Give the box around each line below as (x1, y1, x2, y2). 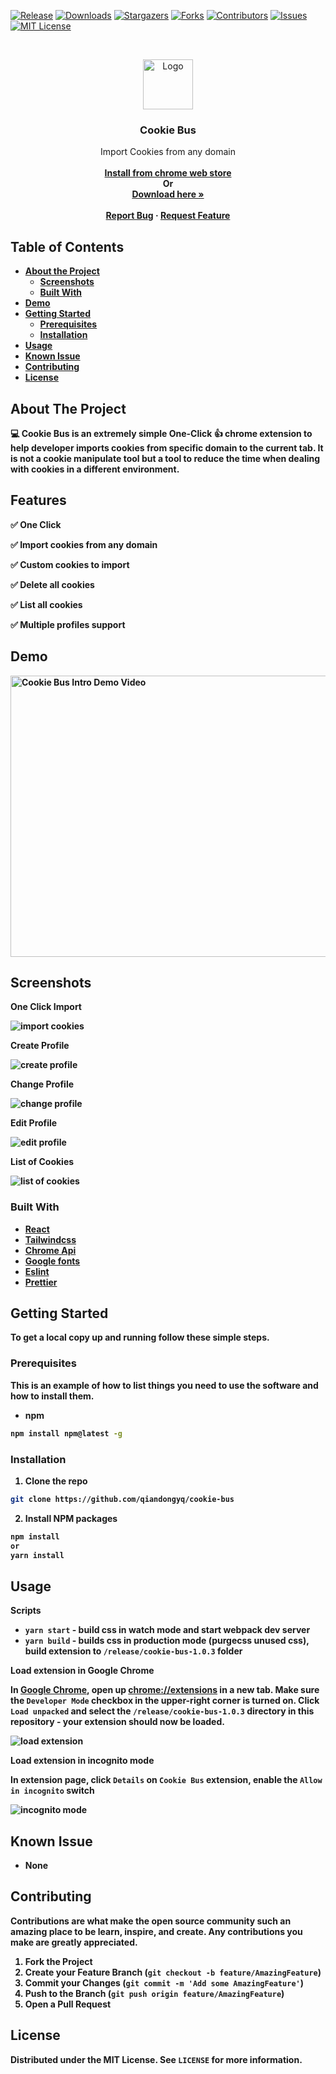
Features (10, 492, 67, 509)
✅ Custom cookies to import (10, 558, 130, 570)
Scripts (10, 1605, 42, 1617)
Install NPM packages (24, 1512, 118, 1524)
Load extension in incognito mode (10, 1755, 155, 1767)
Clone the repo (24, 1475, 88, 1487)
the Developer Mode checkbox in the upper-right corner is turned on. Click (10, 1695, 320, 1707)
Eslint (24, 1265, 50, 1277)
